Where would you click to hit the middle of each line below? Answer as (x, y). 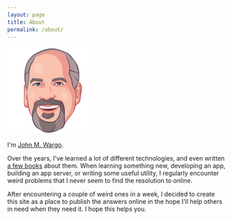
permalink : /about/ (36, 29)
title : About (26, 22)
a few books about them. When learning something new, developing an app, (116, 166)
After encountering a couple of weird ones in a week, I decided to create (111, 194)
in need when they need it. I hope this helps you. (77, 209)
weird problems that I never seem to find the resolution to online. (100, 181)
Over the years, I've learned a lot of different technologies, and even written (116, 159)
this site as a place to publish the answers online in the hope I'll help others (115, 202)
